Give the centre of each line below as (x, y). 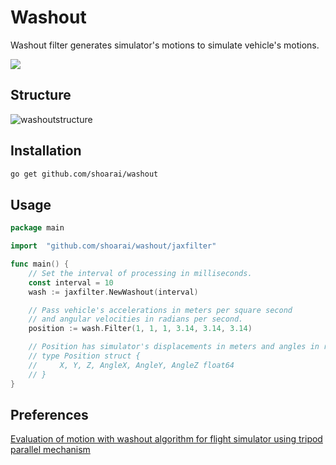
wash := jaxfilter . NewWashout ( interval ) (113, 292)
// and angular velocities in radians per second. (136, 319)
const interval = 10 (71, 282)
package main (37, 228)
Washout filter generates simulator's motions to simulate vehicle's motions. (165, 45)
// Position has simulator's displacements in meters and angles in (174, 347)
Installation (46, 151)
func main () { (40, 264)
